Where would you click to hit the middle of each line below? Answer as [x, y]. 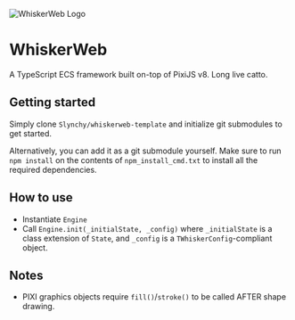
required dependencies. [53, 169]
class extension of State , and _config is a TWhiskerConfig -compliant [147, 238]
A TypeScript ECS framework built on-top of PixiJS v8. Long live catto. [139, 74]
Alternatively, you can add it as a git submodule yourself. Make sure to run [146, 151]
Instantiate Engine [54, 219]
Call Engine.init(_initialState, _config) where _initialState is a [147, 228]
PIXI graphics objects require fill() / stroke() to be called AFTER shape [154, 297]
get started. [30, 133]
